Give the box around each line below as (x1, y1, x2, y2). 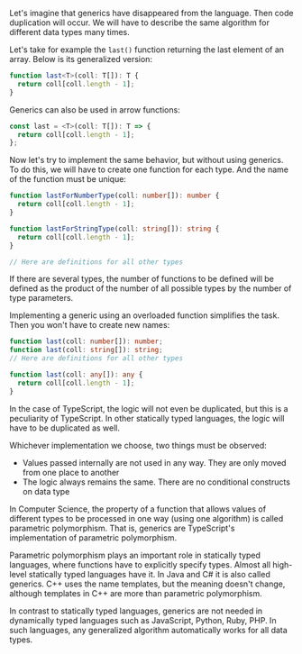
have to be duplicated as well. (9, 422, 120, 433)
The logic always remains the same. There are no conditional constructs (22, 477, 291, 487)
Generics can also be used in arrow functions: (9, 104, 180, 115)
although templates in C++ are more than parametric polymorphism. (9, 587, 263, 598)
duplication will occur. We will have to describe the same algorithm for (9, 17, 270, 28)
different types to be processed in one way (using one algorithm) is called (9, 513, 284, 523)
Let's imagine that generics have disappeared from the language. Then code (9, 8, 294, 18)
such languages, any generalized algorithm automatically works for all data (9, 624, 288, 635)
